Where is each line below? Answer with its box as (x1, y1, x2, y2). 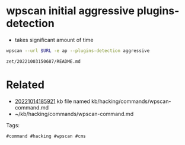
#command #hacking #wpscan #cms (6, 133, 86, 139)
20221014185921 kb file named (14, 98, 91, 105)
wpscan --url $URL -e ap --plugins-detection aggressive (6, 47, 150, 54)
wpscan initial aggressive (6, 4, 135, 18)
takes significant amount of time (14, 36, 94, 43)
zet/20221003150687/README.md (6, 58, 81, 65)
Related (6, 78, 44, 91)
